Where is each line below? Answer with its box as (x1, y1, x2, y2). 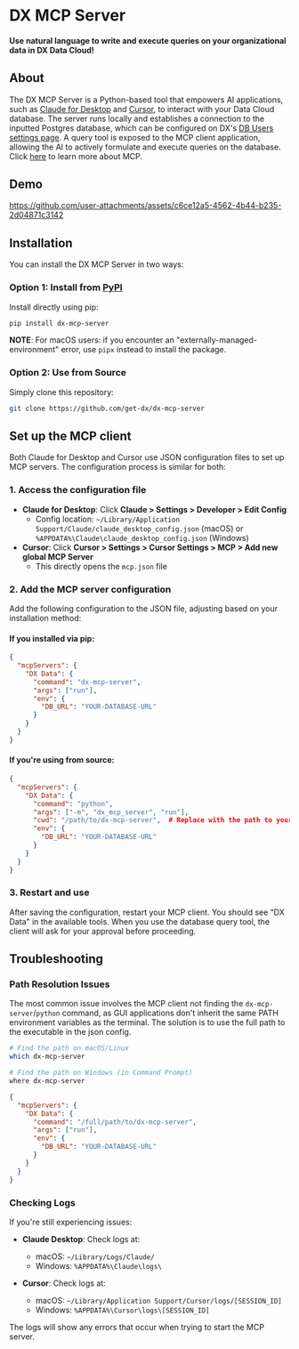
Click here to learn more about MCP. (9, 150, 143, 161)
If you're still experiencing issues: (9, 1216, 133, 1227)
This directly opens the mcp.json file (35, 561, 167, 571)
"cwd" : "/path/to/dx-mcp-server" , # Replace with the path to (32, 816, 273, 825)
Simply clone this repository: (9, 386, 114, 397)
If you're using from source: (9, 755, 115, 765)
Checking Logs (9, 1196, 76, 1208)
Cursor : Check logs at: (21, 1278, 107, 1288)
